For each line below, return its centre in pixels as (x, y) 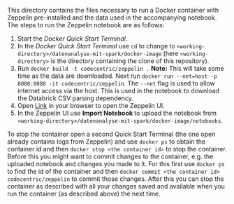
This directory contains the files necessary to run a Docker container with (113, 10)
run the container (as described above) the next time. (84, 193)
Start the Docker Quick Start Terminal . (72, 39)
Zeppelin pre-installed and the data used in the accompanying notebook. (112, 18)
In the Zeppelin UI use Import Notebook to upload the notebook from (117, 113)
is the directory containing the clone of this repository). (130, 61)
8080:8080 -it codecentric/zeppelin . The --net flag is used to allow (116, 83)
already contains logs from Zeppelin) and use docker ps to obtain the (107, 142)
